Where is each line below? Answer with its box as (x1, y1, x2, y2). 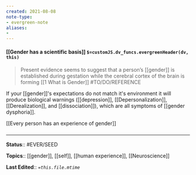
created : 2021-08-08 (6, 8, 57, 15)
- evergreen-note (6, 19, 48, 25)
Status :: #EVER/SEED (6, 141, 58, 148)
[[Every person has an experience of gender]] (6, 120, 117, 127)
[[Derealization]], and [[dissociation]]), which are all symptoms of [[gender (6, 103, 185, 110)
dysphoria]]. (6, 108, 36, 116)
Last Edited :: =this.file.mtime (6, 163, 80, 170)
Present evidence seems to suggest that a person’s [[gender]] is (20, 66, 175, 73)
